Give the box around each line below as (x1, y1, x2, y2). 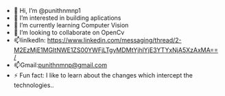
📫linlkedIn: (13, 36, 46, 44)
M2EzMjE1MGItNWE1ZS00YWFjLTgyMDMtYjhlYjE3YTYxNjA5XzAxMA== (13, 46, 218, 54)
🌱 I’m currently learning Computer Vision (13, 21, 129, 29)
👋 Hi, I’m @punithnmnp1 (13, 7, 81, 14)
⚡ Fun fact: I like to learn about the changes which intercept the (13, 71, 193, 79)
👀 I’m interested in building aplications (13, 14, 121, 22)
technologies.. (13, 81, 54, 89)
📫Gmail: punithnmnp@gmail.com (13, 61, 108, 69)
